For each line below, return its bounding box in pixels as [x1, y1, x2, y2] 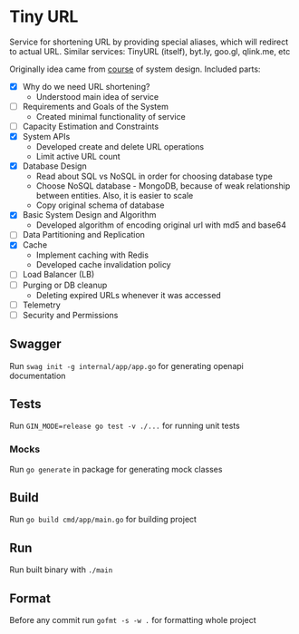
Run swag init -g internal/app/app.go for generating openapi [9, 360, 245, 371]
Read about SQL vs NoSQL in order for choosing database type [35, 171, 274, 182]
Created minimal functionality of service [35, 112, 186, 122]
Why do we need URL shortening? [22, 81, 150, 92]
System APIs [22, 132, 71, 142]
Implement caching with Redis [35, 249, 149, 260]
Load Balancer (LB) [22, 269, 95, 280]
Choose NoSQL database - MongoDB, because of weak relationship [35, 180, 291, 191]
